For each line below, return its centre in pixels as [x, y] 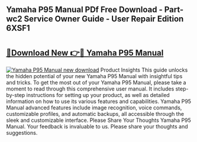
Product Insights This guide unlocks [144, 70]
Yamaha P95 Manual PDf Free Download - [84, 10]
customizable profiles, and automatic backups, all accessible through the [95, 114]
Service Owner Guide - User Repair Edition [104, 19]
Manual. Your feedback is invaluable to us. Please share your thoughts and [97, 126]
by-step [16, 95]
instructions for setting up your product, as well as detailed [98, 95]
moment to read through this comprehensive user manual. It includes [90, 89]
